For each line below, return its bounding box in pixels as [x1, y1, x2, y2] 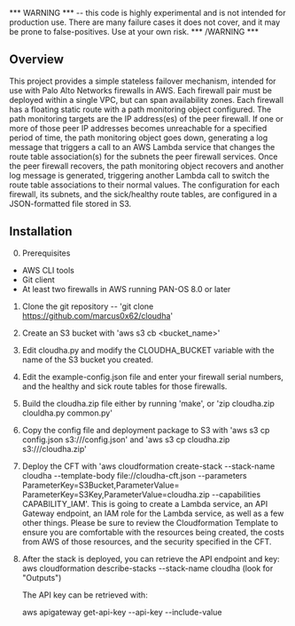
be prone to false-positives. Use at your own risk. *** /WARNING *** [9, 27, 260, 36]
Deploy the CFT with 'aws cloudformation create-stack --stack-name [21, 461, 276, 471]
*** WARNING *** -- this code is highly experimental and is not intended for [9, 8, 286, 18]
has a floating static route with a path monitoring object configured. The [9, 104, 272, 115]
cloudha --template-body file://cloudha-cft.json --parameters [21, 470, 247, 480]
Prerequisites [21, 248, 71, 258]
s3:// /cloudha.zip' [21, 443, 87, 454]
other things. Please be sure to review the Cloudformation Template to [21, 517, 279, 527]
